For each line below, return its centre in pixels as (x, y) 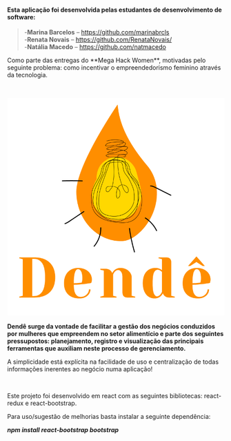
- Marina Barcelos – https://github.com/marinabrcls (97, 32)
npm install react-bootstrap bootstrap (63, 430)
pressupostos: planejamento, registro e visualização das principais (106, 341)
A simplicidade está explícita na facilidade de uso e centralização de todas (113, 362)
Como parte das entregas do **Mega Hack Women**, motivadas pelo (107, 60)
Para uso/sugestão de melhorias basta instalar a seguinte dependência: (109, 417)
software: (21, 17)
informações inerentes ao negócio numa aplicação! (80, 369)
